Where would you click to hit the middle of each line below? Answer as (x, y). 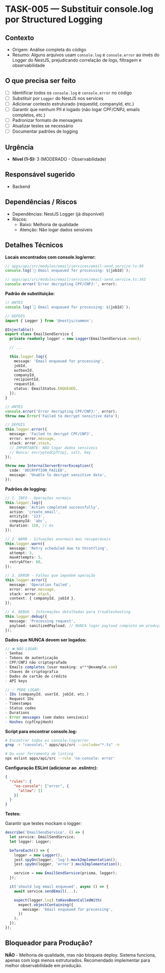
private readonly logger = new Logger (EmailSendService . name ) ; (75, 339)
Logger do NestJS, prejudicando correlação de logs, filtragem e (77, 60)
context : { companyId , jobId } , (43, 599)
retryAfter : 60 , (26, 562)
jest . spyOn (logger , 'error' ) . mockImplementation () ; (68, 864)
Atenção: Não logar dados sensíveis (56, 229)
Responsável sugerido (40, 174)
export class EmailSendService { (39, 334)
